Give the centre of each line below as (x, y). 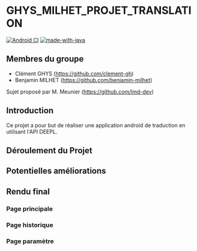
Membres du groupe (45, 59)
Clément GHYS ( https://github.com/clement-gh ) (74, 74)
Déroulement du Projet (49, 151)
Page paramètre (30, 241)
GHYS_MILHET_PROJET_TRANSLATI (99, 11)
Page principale (29, 209)
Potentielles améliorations (56, 171)
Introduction (30, 111)
